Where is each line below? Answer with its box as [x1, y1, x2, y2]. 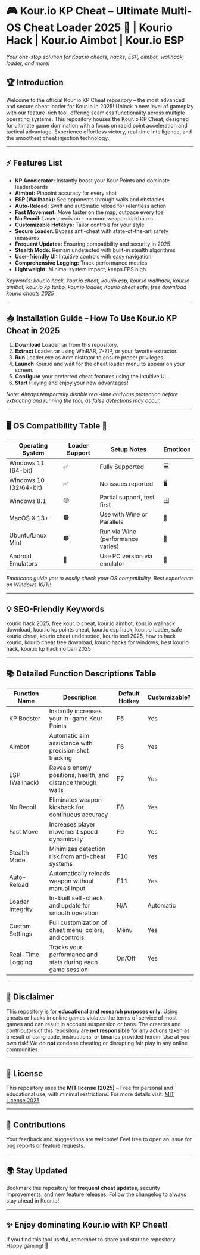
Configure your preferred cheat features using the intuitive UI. [14, 373, 168, 380]
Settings [9, 930, 33, 938]
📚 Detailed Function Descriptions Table [6, 669, 157, 679]
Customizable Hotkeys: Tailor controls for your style [14, 221, 145, 228]
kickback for [49, 803, 85, 811]
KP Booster [9, 714, 40, 722]
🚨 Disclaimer [6, 992, 54, 1002]
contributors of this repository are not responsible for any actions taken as [6, 1027, 190, 1034]
